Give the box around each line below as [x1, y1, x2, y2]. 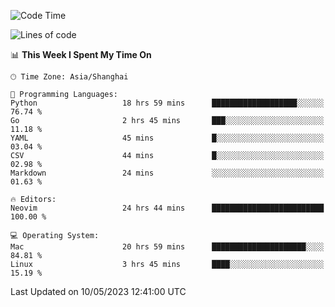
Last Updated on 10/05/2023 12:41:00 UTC [10, 286, 187, 297]
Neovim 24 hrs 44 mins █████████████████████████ [10, 203, 325, 213]
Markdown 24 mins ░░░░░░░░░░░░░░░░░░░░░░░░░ [10, 168, 325, 178]
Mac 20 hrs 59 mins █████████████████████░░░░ [10, 242, 325, 252]
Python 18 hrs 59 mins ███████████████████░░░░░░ [10, 98, 325, 108]
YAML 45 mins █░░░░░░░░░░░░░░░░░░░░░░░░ [10, 133, 325, 143]
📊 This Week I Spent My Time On [10, 49, 152, 60]
